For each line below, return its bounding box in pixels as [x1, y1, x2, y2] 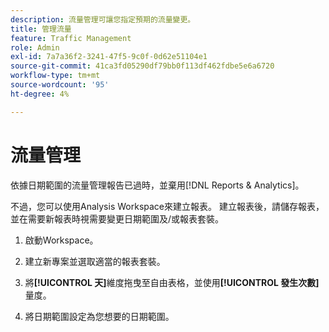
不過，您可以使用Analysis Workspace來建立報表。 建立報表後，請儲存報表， [10, 200, 325, 212]
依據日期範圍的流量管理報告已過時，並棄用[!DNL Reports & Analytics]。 [10, 179, 305, 191]
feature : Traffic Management [10, 33, 132, 43]
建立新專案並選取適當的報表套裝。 [24, 255, 166, 267]
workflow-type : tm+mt [10, 71, 101, 81]
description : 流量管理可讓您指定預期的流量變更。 [10, 14, 196, 25]
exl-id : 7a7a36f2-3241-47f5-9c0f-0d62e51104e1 [10, 52, 208, 62]
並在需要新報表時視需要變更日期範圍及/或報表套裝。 [10, 212, 225, 225]
